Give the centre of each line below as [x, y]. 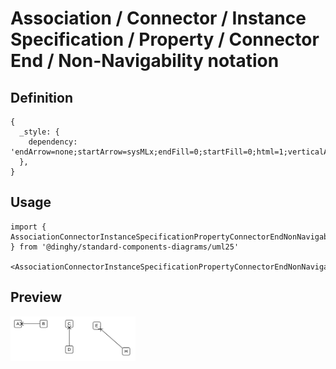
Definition [41, 97]
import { [28, 227]
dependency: [53, 142]
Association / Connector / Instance [158, 18]
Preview [36, 297]
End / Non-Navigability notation [145, 61]
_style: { [39, 132]
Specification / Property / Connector [165, 39]
